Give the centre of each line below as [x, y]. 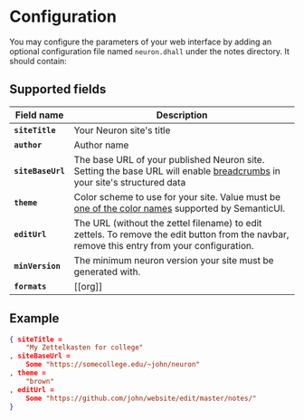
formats [30, 286]
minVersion [37, 266]
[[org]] [88, 286]
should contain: [38, 61]
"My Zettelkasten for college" [85, 348]
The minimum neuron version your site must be [174, 260]
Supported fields [58, 89]
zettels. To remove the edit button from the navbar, [181, 234]
